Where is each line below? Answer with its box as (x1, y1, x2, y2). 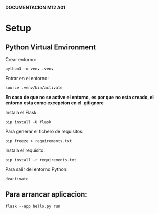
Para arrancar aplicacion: (5, 190, 88, 199)
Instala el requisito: (5, 147, 45, 153)
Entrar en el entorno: (5, 75, 49, 81)
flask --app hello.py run (5, 204, 60, 209)
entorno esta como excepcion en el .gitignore (5, 100, 104, 106)
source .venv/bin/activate (5, 85, 63, 90)
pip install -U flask (5, 120, 52, 125)
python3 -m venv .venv (5, 66, 54, 71)
